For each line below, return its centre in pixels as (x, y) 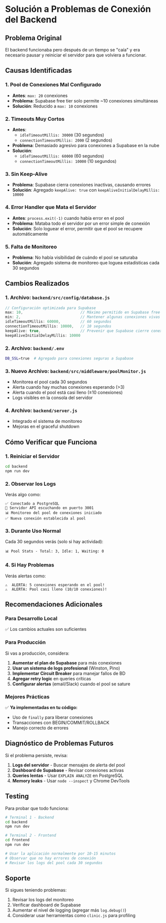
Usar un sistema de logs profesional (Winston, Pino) (66, 668)
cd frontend (17, 840)
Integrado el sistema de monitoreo (47, 421)
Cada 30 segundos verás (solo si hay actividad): (54, 542)
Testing (17, 796)
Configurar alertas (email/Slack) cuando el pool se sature (71, 684)
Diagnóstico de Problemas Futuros (59, 744)
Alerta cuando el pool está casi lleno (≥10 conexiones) (67, 393)
